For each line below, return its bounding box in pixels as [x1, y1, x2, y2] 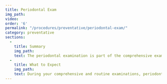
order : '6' [5, 21, 28, 26]
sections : [5, 35, 26, 40]
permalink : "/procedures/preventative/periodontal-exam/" [5, 26, 128, 31]
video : [5, 16, 19, 21]
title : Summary [14, 44, 46, 49]
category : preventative [5, 30, 55, 35]
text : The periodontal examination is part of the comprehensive [14, 53, 153, 58]
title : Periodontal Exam [5, 7, 57, 12]
